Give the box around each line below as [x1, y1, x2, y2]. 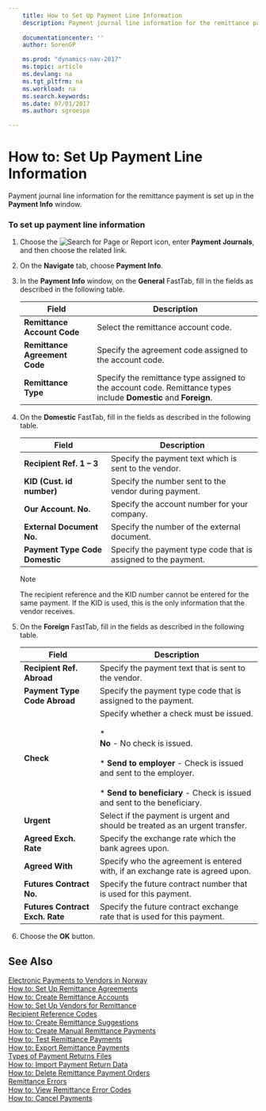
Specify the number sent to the [110, 476, 226, 487]
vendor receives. [19, 607, 75, 617]
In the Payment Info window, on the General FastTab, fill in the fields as [19, 277, 253, 286]
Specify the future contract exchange [99, 901, 239, 912]
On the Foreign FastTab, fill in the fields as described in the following [19, 622, 245, 632]
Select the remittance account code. [97, 322, 232, 333]
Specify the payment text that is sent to [99, 662, 245, 674]
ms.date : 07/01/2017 [22, 100, 90, 108]
